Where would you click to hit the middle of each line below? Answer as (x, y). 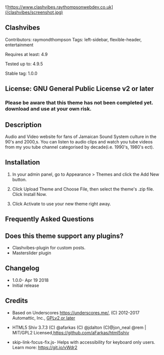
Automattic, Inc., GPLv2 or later (44, 318)
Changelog (22, 268)
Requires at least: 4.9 (26, 54)
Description (23, 125)
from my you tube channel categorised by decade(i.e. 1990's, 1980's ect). (80, 147)
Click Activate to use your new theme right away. (61, 204)
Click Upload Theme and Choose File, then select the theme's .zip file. (83, 189)
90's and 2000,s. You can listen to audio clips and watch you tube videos (79, 141)
